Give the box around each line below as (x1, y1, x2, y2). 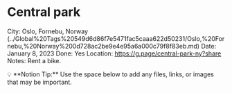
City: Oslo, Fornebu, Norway (7, 27, 89, 35)
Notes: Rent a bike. (7, 56, 61, 65)
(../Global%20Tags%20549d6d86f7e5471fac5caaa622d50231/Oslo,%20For (7, 34, 225, 42)
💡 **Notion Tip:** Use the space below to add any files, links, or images (7, 70, 215, 78)
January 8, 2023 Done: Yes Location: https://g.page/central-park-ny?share (7, 49, 222, 58)
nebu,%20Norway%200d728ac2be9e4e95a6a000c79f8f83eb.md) (7, 42, 199, 50)
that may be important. (7, 78, 73, 86)
